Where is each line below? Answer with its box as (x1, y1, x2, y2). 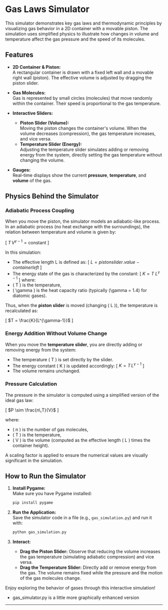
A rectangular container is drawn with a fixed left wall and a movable (12, 69, 154, 75)
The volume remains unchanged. (12, 368, 80, 374)
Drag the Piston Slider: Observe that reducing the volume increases (19, 548, 160, 555)
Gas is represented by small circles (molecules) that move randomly (12, 95, 152, 101)
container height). (12, 442, 49, 448)
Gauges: (12, 167, 31, 173)
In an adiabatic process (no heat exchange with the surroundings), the (5, 224, 150, 230)
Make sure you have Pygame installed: (12, 491, 92, 497)
